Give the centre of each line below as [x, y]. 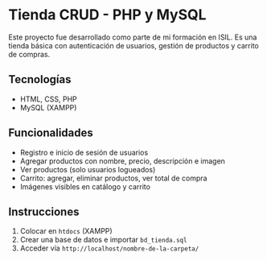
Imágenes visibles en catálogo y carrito [85, 186]
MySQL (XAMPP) [48, 107]
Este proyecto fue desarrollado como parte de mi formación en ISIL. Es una [133, 37]
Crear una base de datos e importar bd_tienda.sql [103, 240]
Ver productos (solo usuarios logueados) [88, 169]
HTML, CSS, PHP [49, 99]
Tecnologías [40, 79]
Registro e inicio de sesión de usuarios [84, 152]
